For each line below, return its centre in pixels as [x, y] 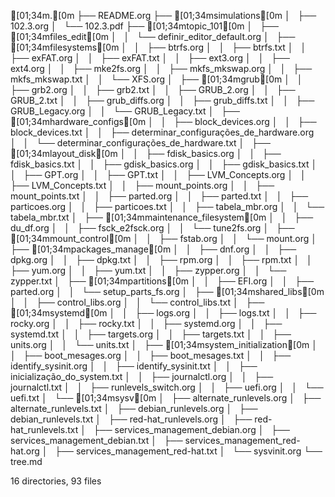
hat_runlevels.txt [44, 429]
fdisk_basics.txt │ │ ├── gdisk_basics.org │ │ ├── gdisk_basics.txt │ [164, 164]
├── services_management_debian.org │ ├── [192, 429]
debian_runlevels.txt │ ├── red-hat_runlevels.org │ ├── [131, 419]
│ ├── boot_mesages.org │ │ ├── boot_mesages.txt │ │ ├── [151, 355]
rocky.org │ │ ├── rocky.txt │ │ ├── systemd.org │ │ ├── [146, 323]
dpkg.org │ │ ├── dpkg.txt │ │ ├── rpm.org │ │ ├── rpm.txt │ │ [161, 259]
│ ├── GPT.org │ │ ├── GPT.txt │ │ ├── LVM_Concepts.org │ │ [158, 174]
